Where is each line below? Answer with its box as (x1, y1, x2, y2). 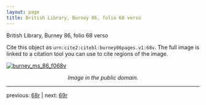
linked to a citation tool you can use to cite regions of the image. (6, 50, 169, 57)
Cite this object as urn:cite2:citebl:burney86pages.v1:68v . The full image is (6, 44, 200, 51)
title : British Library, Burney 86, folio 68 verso (6, 15, 141, 21)
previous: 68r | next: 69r (6, 91, 68, 99)
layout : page (6, 9, 40, 15)
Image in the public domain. (67, 74, 139, 81)
